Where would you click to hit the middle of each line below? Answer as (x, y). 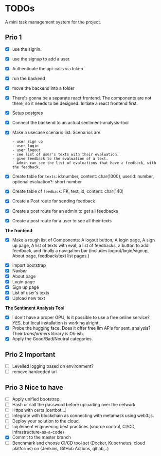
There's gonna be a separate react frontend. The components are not (82, 98)
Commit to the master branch (42, 437)
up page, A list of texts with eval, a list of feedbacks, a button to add (80, 245)
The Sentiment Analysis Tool (35, 308)
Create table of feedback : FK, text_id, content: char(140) (68, 191)
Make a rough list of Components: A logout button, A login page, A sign (83, 240)
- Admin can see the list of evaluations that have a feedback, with (84, 163)
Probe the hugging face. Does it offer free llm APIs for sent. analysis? (81, 328)
